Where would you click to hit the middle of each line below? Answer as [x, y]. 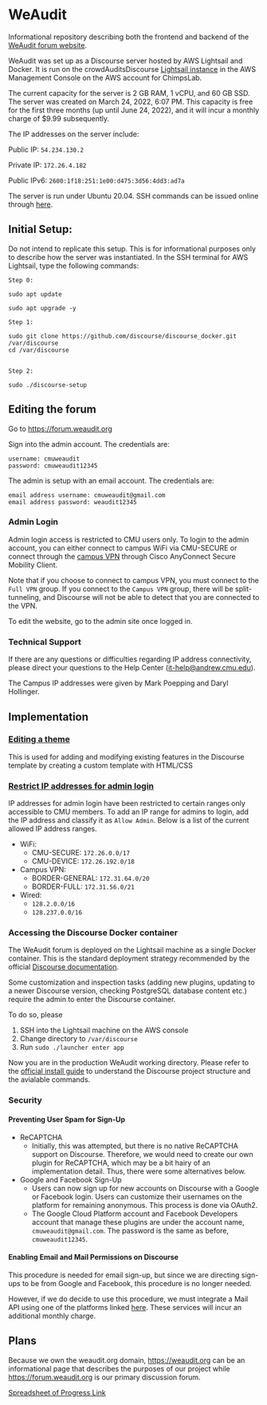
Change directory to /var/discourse [79, 1039]
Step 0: [21, 280]
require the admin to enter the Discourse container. [92, 1000]
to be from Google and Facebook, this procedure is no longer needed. [137, 1283]
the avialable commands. [49, 1079]
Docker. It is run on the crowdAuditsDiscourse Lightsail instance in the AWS [132, 69]
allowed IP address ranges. [53, 829]
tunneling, [25, 597]
